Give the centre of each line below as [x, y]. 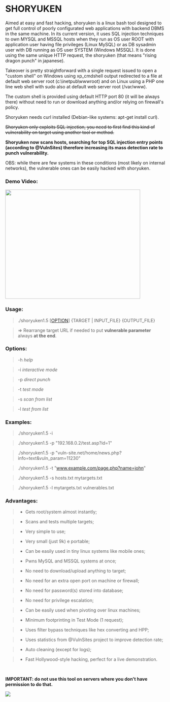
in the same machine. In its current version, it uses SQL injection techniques [84, 34]
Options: [16, 349]
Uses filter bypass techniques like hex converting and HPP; [87, 630]
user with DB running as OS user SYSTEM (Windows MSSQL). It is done [80, 50]
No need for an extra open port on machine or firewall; [82, 581]
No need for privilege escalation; [59, 600]
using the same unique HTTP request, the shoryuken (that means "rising [81, 55]
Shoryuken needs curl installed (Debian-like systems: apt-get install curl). [82, 117]
